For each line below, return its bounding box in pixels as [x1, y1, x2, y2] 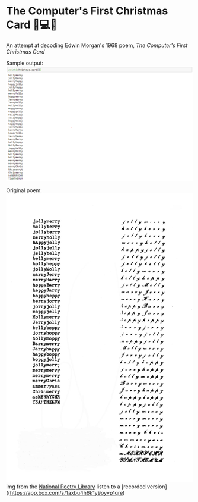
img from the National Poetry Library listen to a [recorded [6, 483, 146, 490]
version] [147, 483, 167, 490]
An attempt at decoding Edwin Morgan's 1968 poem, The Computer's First [6, 42, 188, 49]
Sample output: [6, 59, 43, 67]
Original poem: [6, 187, 43, 194]
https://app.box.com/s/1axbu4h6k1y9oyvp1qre [9, 489, 123, 496]
